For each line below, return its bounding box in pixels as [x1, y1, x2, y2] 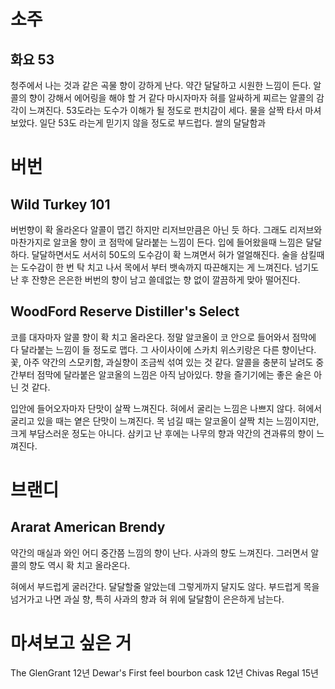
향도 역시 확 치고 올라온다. [28, 559, 131, 571]
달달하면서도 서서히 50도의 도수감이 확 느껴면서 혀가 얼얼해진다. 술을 [31, 249, 298, 260]
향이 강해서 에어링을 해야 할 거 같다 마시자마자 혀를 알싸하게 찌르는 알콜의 [28, 92, 315, 104]
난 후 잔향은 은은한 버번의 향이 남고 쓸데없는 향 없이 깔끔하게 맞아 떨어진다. [10, 274, 301, 285]
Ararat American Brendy [10, 519, 166, 536]
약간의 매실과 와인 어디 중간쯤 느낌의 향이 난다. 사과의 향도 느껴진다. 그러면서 [10, 546, 309, 559]
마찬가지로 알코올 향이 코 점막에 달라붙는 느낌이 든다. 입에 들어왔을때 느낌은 [10, 236, 304, 248]
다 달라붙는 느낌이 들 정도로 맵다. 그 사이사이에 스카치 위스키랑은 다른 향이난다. [10, 343, 317, 355]
